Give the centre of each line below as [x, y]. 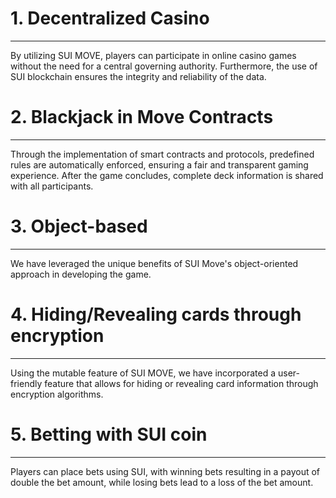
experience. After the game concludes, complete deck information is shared [167, 175]
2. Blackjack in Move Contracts [142, 117]
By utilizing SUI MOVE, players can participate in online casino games [153, 55]
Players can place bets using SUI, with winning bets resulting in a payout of [165, 471]
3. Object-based [79, 226]
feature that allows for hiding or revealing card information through [181, 383]
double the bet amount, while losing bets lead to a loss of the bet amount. [162, 482]
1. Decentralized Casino [110, 18]
